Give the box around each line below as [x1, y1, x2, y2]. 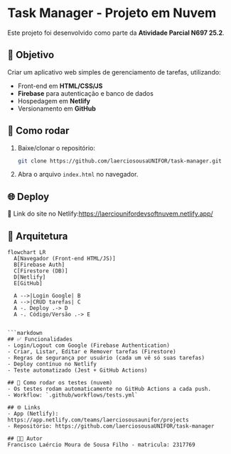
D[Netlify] [14, 274, 46, 281]
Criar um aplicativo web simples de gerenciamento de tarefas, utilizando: [7, 67, 222, 76]
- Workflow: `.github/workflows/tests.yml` [7, 392, 139, 399]
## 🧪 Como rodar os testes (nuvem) [7, 380, 113, 387]
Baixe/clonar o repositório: [17, 143, 96, 152]
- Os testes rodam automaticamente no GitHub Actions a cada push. [7, 385, 212, 393]
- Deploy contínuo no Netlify [7, 360, 97, 368]
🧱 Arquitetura [7, 230, 68, 242]
